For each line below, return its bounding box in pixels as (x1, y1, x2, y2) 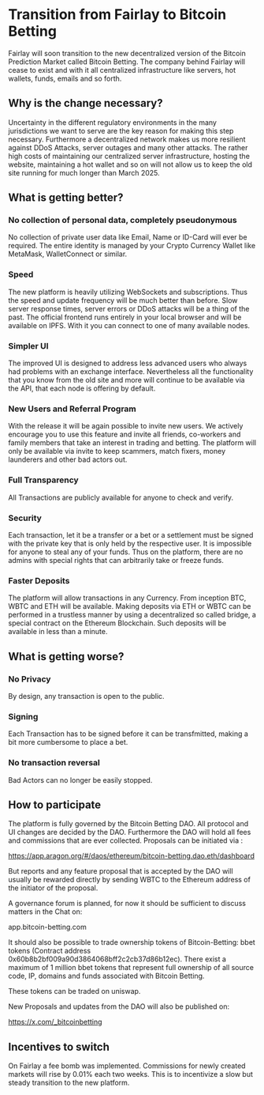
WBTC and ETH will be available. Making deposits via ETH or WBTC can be (8, 602, 251, 611)
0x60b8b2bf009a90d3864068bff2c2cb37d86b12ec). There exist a (8, 954, 227, 964)
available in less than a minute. (8, 627, 108, 636)
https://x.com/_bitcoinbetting (8, 1018, 102, 1027)
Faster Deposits (8, 575, 70, 586)
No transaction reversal (8, 757, 101, 768)
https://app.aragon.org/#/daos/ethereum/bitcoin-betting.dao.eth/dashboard (8, 851, 255, 861)
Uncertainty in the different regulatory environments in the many (8, 117, 217, 127)
